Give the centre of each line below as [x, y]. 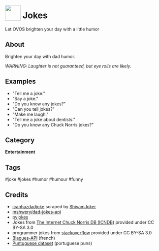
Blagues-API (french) [34, 238]
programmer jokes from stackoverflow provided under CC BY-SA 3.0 [82, 233]
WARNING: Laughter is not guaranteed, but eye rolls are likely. [68, 66]
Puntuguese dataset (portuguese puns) [52, 243]
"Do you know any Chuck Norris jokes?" [53, 125]
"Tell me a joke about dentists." [44, 119]
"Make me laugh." [30, 114]
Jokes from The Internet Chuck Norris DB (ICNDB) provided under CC [83, 222]
